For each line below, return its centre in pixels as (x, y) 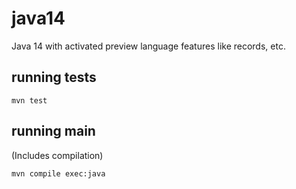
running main (53, 131)
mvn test (29, 100)
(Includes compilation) (57, 155)
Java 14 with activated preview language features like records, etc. (148, 46)
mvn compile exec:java (58, 173)
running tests (54, 77)
